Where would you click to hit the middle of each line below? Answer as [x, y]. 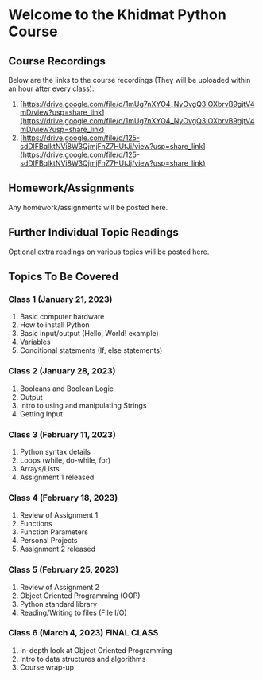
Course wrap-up [46, 667]
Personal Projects [48, 541]
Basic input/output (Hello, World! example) [89, 334]
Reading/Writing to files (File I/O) [73, 612]
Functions [36, 524]
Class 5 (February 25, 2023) [64, 569]
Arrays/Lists [39, 468]
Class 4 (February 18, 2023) [63, 498]
